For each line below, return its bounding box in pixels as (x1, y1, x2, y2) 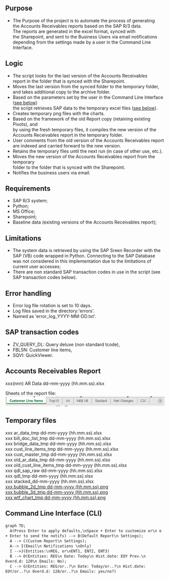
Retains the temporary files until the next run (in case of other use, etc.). (12, 148, 163, 154)
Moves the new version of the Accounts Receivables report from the (12, 153, 155, 159)
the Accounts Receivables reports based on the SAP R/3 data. (12, 23, 142, 29)
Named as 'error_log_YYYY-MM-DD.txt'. (12, 313, 97, 319)
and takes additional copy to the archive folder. (12, 89, 111, 95)
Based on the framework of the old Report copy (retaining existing (12, 116, 151, 122)
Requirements (5, 185, 51, 193)
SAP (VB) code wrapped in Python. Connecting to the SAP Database (12, 253, 155, 259)
